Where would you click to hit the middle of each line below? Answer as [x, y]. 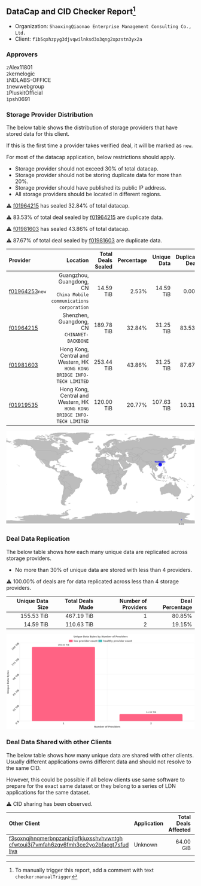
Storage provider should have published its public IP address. [90, 188]
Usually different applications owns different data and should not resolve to [99, 762]
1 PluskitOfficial [25, 93]
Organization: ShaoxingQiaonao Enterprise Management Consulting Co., [103, 26]
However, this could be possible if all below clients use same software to [96, 780]
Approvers [22, 54]
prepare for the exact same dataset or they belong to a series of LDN [91, 785]
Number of [133, 601]
